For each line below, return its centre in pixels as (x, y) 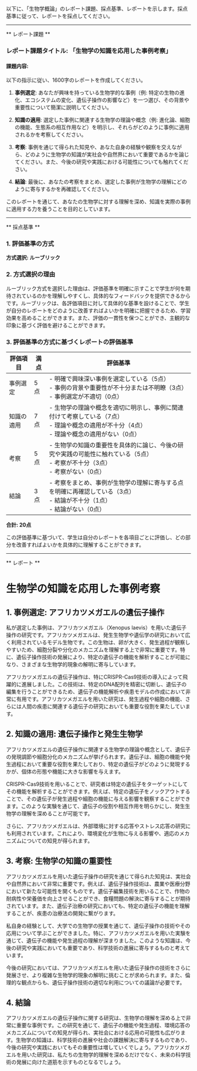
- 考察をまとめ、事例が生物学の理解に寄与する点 (116, 483)
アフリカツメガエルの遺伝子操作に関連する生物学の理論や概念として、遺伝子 (98, 749)
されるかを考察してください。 (50, 135)
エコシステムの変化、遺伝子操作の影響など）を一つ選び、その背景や (107, 100)
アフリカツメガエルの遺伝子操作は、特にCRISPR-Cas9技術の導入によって (94, 677)
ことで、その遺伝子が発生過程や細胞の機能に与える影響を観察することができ (98, 799)
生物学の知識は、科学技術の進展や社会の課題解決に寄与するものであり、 (103, 1040)
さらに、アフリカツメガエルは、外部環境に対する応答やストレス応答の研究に (98, 826)
